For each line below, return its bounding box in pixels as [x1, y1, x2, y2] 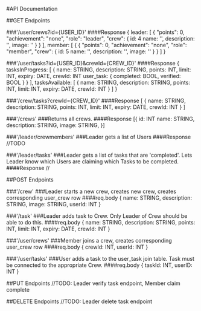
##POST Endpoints [6, 176, 54, 183]
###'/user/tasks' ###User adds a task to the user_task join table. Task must [6, 255, 195, 262]
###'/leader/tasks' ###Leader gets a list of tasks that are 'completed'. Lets [6, 151, 193, 159]
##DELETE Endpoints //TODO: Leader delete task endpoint [6, 298, 153, 305]
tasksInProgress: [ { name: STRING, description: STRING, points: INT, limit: [6, 66, 191, 73]
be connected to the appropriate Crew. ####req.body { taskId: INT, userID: [6, 261, 193, 269]
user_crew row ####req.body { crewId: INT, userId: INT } [6, 243, 148, 250]
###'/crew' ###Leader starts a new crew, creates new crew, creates [6, 188, 177, 195]
